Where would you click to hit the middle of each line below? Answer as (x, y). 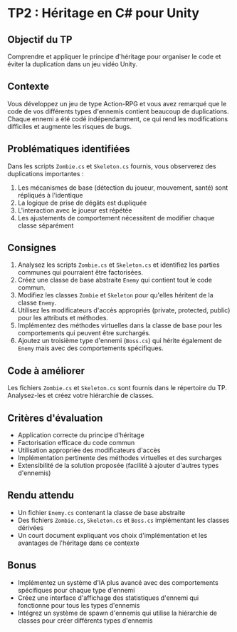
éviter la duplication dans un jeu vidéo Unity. (72, 64)
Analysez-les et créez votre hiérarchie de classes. (81, 396)
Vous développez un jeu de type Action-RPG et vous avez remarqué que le (117, 103)
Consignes (32, 248)
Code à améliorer (46, 371)
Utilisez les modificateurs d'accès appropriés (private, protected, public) (124, 310)
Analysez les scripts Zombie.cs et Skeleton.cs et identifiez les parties (118, 265)
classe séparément (46, 225)
